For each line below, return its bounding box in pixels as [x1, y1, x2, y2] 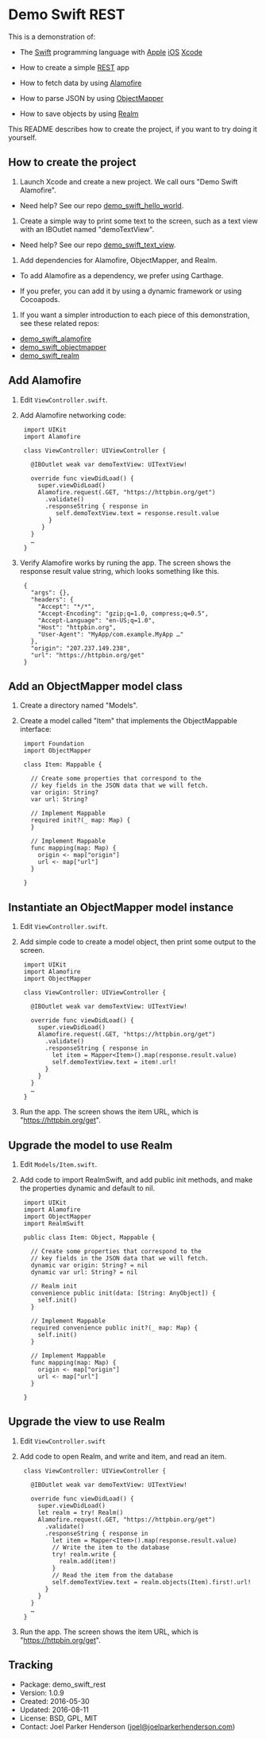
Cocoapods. [19, 294, 60, 304]
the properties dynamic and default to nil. [19, 1183, 156, 1193]
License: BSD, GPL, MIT [19, 1713, 98, 1722]
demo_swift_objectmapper [19, 342, 107, 351]
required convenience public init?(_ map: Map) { [30, 1324, 199, 1332]
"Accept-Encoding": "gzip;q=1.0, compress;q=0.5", [37, 610, 209, 618]
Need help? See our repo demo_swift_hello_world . [19, 200, 184, 210]
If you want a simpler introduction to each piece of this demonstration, [19, 310, 250, 320]
